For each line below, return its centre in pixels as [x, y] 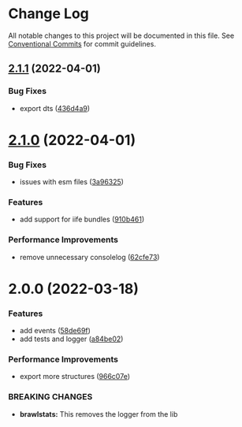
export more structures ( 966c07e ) [75, 377]
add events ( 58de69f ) [55, 331]
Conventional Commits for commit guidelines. [82, 43]
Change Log [48, 14]
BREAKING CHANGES [50, 397]
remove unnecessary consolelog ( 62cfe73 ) [89, 257]
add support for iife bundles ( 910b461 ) [82, 219]
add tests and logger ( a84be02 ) [71, 339]
